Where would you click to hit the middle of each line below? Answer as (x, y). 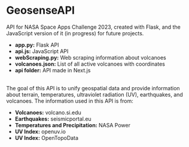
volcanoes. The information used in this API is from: (70, 101)
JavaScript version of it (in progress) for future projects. (75, 33)
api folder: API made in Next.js (53, 70)
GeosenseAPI (40, 10)
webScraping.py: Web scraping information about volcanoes (90, 57)
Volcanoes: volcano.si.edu (48, 112)
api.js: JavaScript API (42, 51)
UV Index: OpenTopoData (47, 137)
